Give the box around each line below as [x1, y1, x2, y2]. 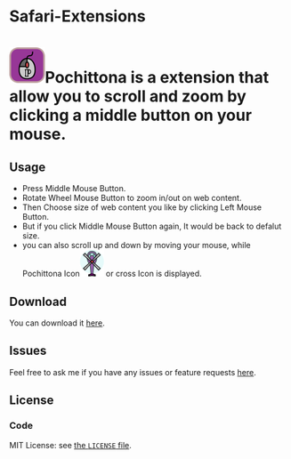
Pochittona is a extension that [44, 68, 270, 88]
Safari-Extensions [9, 6, 146, 27]
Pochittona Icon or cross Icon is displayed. [21, 269, 202, 279]
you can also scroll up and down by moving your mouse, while [21, 240, 251, 251]
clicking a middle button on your [9, 105, 252, 125]
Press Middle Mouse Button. [21, 183, 126, 194]
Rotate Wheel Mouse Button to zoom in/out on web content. [21, 193, 242, 204]
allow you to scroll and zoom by [9, 86, 247, 107]
